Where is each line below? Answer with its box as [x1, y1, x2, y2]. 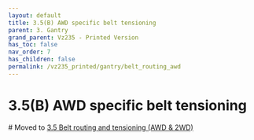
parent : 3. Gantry [8, 26, 68, 34]
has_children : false [8, 56, 76, 64]
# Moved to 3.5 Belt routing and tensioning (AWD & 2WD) [8, 123, 194, 132]
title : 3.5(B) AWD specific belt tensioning [8, 19, 156, 27]
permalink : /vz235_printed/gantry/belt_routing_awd [8, 63, 181, 71]
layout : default [8, 11, 61, 20]
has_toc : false [8, 41, 58, 49]
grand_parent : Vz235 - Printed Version [8, 33, 139, 42]
